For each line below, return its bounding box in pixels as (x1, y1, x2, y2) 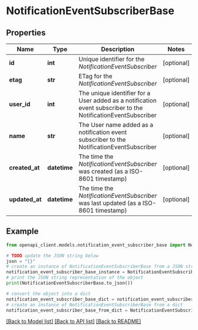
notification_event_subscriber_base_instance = (6, 269, 126, 275)
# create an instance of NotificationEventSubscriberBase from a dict (6, 302, 183, 308)
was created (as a (78, 167, 128, 175)
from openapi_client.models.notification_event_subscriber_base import (6, 242, 186, 248)
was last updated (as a (78, 199, 141, 207)
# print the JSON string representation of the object (6, 275, 144, 281)
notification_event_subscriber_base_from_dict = (6, 307, 128, 313)
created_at (9, 164, 40, 172)
